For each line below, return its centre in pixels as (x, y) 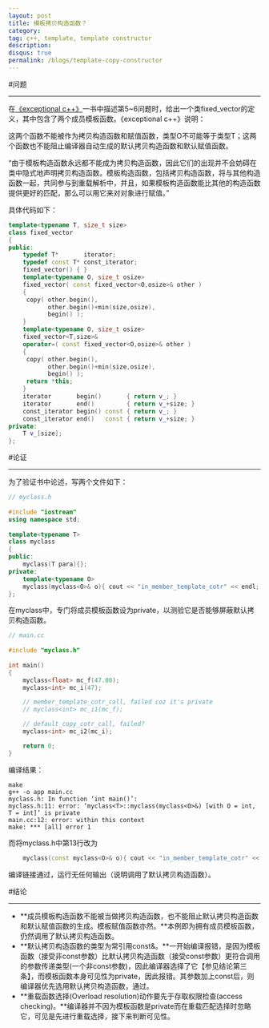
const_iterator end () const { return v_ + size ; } (109, 419)
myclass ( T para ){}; (55, 564)
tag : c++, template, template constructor (80, 38)
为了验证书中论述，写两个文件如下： (68, 482)
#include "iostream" (43, 512)
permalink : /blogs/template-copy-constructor (85, 61)
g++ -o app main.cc (41, 792)
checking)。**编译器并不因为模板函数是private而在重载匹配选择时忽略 (135, 1006)
